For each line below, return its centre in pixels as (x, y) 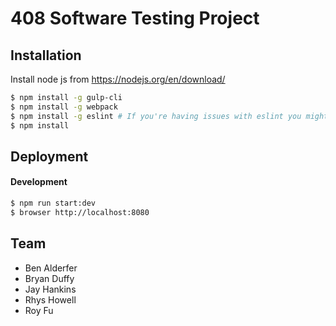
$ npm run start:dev (53, 203)
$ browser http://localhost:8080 (80, 212)
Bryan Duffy (49, 278)
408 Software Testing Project (135, 18)
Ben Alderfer (51, 268)
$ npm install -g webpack (64, 107)
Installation (46, 55)
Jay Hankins (50, 289)
